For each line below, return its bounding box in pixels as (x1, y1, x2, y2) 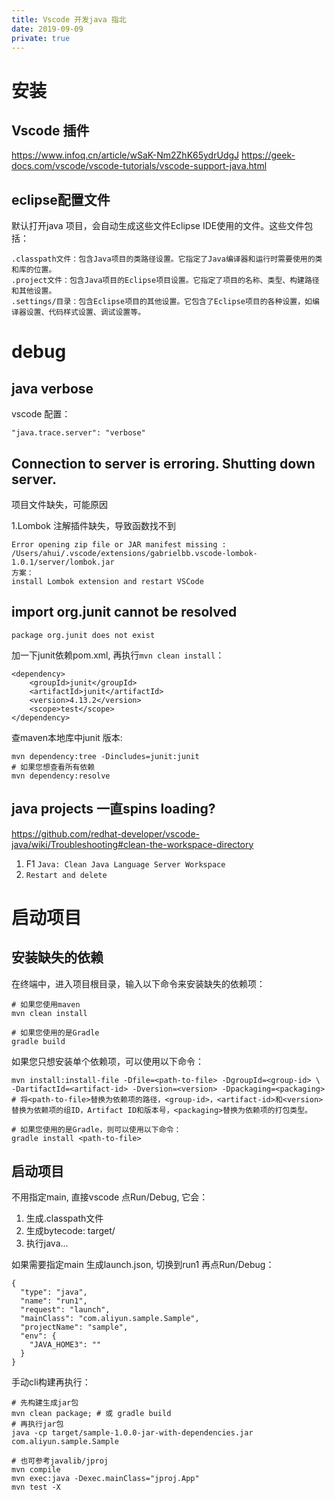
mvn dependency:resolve (11, 771, 111, 781)
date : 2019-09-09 (11, 24, 84, 34)
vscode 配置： (11, 408, 71, 420)
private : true (11, 33, 71, 43)
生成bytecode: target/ (25, 1225, 116, 1237)
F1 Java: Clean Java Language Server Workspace (25, 857, 226, 870)
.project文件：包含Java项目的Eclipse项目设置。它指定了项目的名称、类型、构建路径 (11, 276, 320, 286)
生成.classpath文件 (25, 1212, 104, 1225)
